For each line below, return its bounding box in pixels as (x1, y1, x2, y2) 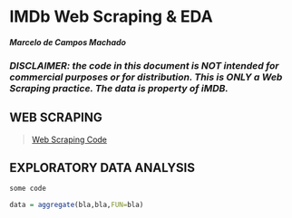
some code (9, 184, 47, 194)
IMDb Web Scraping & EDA (9, 6, 213, 27)
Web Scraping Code (31, 134, 107, 145)
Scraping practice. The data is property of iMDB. (9, 81, 229, 94)
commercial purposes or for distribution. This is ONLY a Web (9, 71, 283, 83)
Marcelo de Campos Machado (9, 36, 127, 47)
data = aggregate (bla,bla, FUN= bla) (9, 201, 144, 210)
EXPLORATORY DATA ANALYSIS (9, 160, 196, 175)
